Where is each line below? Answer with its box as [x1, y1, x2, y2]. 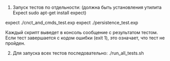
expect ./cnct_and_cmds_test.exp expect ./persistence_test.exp [5, 20, 138, 25]
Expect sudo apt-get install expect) [12, 10, 87, 16]
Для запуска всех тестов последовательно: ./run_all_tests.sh [12, 50, 144, 56]
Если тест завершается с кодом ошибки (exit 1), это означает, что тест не [5, 35, 165, 41]
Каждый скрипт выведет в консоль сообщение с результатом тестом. [5, 29, 158, 35]
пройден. [5, 40, 25, 46]
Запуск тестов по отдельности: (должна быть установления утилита [12, 5, 162, 10]
